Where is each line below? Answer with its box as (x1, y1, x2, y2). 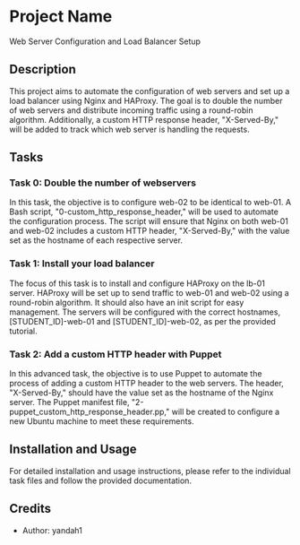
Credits (9, 501, 52, 516)
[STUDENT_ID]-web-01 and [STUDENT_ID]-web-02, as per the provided (9, 316, 276, 326)
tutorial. (9, 325, 38, 336)
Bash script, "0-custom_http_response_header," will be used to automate (9, 206, 279, 217)
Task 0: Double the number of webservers (9, 177, 197, 189)
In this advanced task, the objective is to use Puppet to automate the (9, 368, 262, 379)
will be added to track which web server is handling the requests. (9, 124, 250, 134)
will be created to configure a (171, 406, 280, 418)
